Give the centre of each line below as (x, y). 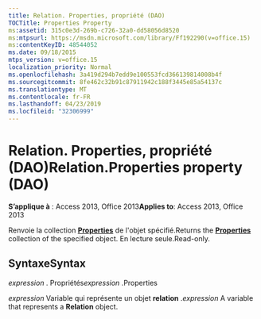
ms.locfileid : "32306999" (51, 112)
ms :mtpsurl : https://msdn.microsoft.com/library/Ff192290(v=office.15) (129, 38)
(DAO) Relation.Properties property (125, 168)
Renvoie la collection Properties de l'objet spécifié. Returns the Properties (130, 230)
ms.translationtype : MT (48, 89)
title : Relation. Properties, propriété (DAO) (87, 15)
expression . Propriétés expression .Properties (83, 282)
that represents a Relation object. (63, 306)
